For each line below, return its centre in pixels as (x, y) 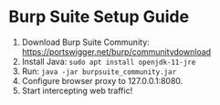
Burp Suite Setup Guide (99, 17)
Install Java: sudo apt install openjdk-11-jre (109, 61)
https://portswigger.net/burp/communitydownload (116, 51)
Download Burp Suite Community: (85, 42)
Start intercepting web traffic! (77, 90)
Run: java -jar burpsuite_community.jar (99, 71)
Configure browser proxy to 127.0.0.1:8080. (102, 80)
